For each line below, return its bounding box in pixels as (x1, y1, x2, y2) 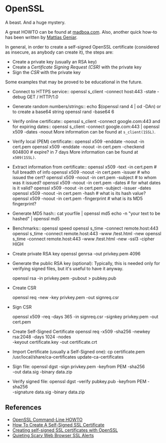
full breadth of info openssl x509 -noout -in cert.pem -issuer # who (12, 169, 150, 175)
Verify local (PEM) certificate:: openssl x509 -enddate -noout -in (12, 138, 145, 144)
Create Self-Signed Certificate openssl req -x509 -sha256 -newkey (12, 328, 150, 334)
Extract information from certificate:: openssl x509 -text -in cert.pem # (12, 164, 157, 170)
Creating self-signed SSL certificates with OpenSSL (12, 427, 118, 433)
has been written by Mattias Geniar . (5, 34, 78, 40)
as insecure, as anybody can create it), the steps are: (5, 49, 114, 55)
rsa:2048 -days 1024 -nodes (12, 333, 71, 340)
